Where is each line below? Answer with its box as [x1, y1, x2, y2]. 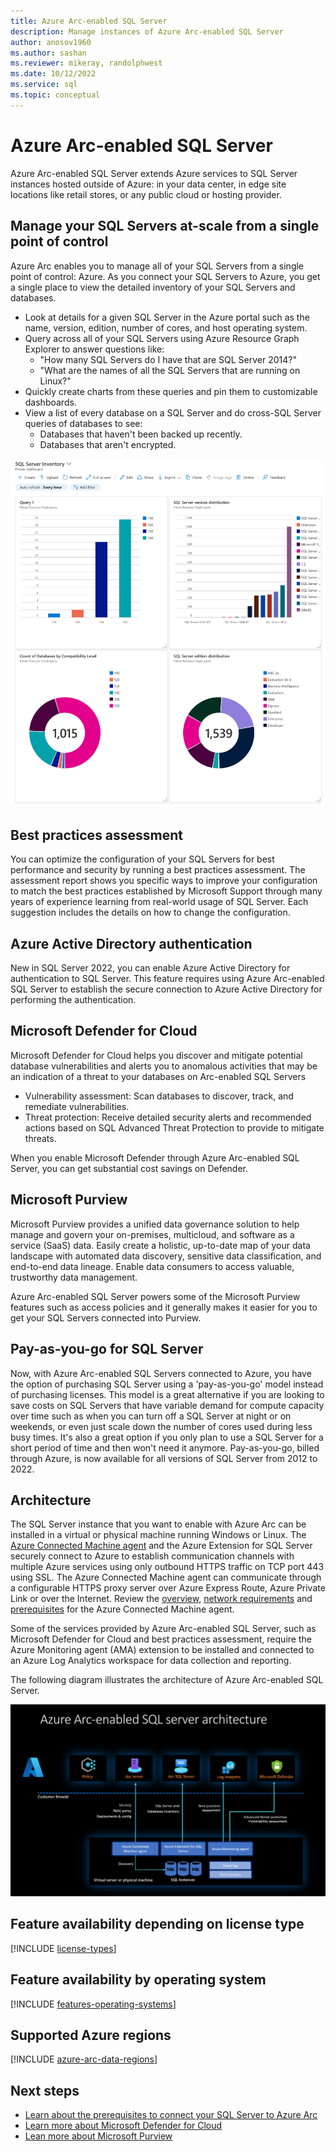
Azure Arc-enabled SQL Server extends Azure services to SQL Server [10, 167, 298, 179]
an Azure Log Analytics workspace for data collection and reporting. [10, 1655, 292, 1667]
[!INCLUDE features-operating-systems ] [10, 1998, 177, 2010]
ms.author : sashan [10, 48, 87, 58]
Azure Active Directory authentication [10, 935, 253, 952]
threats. [24, 1132, 57, 1144]
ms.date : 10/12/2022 [10, 69, 97, 79]
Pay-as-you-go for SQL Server [10, 1341, 204, 1358]
